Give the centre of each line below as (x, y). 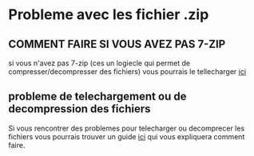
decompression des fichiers (79, 109)
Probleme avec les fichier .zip (109, 15)
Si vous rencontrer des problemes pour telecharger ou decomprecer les (127, 128)
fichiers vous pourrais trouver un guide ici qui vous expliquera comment (127, 136)
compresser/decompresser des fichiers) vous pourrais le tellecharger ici (127, 72)
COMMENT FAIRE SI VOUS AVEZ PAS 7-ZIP (117, 44)
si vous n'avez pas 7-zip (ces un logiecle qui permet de (99, 63)
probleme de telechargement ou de (97, 97)
